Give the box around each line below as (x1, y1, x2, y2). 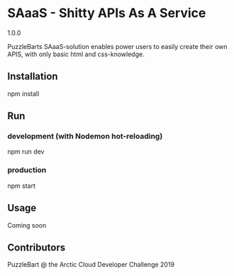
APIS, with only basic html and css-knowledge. (7, 50, 145, 58)
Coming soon (7, 221, 47, 229)
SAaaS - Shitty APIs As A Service (7, 5, 206, 21)
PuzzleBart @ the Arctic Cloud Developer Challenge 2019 (7, 260, 175, 269)
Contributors (7, 241, 66, 253)
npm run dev (7, 147, 45, 156)
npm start (7, 181, 36, 190)
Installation (7, 70, 58, 83)
